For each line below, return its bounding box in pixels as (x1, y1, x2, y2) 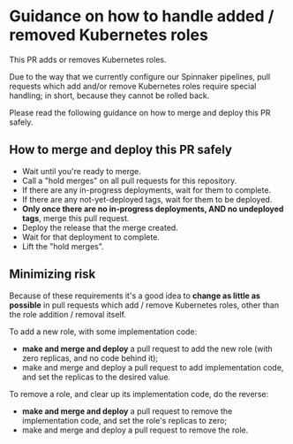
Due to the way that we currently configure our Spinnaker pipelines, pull (9, 71, 271, 81)
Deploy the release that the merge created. (21, 222, 178, 233)
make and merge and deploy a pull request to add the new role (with (21, 343, 274, 354)
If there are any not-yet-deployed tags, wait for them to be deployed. (21, 194, 273, 204)
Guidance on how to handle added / (9, 6, 274, 27)
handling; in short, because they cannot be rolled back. (9, 90, 210, 101)
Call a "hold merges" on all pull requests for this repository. (21, 175, 237, 186)
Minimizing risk (9, 267, 96, 282)
